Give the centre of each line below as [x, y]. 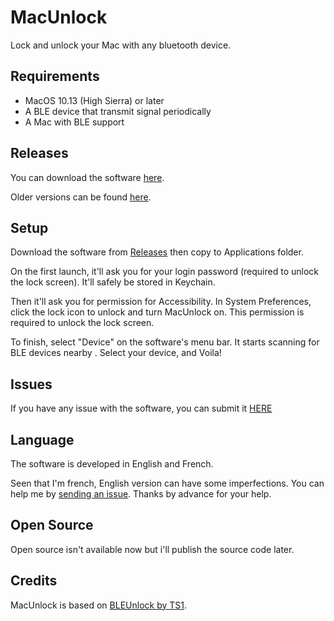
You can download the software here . [87, 177]
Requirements [55, 76]
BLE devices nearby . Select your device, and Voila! [116, 353]
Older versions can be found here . [81, 197]
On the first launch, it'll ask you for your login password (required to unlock [165, 272]
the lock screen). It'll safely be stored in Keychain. [113, 282]
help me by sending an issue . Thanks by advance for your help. [141, 494]
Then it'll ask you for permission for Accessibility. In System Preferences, [161, 302]
